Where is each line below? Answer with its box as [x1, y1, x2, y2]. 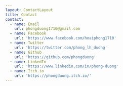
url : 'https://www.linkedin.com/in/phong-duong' [14, 64, 119, 69]
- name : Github [10, 50, 42, 55]
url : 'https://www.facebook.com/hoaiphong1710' [14, 36, 116, 41]
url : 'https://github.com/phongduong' [14, 54, 96, 60]
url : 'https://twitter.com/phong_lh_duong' [14, 45, 108, 50]
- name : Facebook [10, 31, 47, 36]
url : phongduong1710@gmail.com [14, 26, 80, 31]
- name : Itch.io [10, 69, 44, 74]
